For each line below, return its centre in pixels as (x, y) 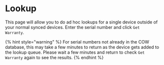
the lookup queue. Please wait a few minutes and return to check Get (75, 52)
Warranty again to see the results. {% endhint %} (54, 57)
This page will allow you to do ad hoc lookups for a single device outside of (82, 22)
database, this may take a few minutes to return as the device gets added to (82, 47)
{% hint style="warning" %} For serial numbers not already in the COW (77, 42)
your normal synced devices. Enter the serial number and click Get (72, 27)
